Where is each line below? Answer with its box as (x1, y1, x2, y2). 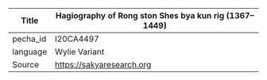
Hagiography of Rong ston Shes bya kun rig (55, 10, 225, 21)
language (12, 47, 48, 57)
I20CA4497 (54, 33, 99, 44)
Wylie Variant (54, 47, 105, 57)
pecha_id (12, 33, 47, 44)
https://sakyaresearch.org (54, 59, 152, 70)
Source (12, 59, 40, 70)
